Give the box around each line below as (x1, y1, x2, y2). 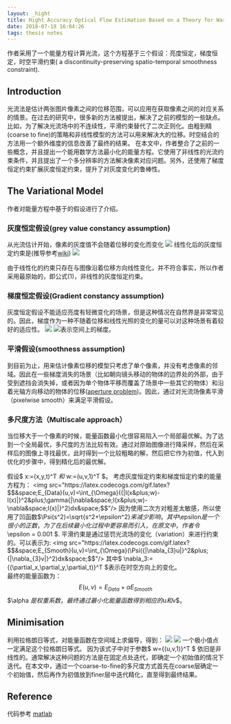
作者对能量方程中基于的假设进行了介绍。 (7, 204, 122, 212)
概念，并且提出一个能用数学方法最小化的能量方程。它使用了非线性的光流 (12, 148, 218, 156)
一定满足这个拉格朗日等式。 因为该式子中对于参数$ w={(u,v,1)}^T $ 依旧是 (7, 644, 216, 652)
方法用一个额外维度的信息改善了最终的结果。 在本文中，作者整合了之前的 (7, 139, 214, 148)
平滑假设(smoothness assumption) (7, 344, 126, 354)
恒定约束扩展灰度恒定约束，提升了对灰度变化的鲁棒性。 (7, 165, 164, 173)
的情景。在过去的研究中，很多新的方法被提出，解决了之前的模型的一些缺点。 (7, 113, 224, 121)
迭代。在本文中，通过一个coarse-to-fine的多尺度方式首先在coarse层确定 (7, 661, 213, 670)
